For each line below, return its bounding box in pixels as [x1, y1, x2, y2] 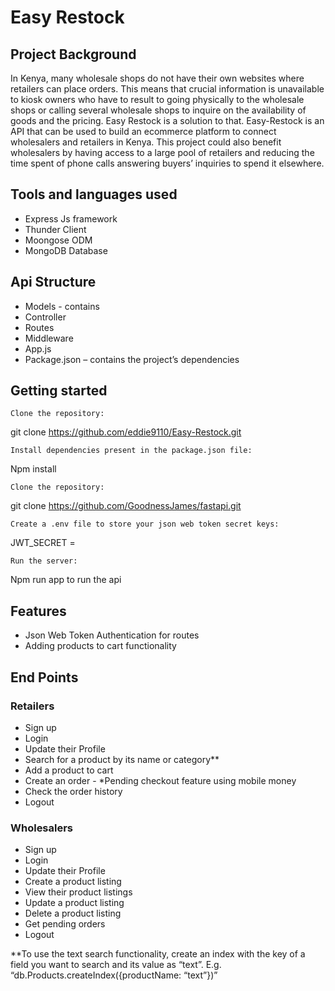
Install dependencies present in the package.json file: [10, 446, 253, 456]
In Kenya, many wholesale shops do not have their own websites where [10, 72, 305, 84]
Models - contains [24, 300, 100, 312]
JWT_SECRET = [10, 537, 76, 549]
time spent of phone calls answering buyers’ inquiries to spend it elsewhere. [10, 157, 325, 169]
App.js [24, 342, 52, 355]
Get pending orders [24, 918, 106, 930]
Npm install [10, 463, 57, 475]
